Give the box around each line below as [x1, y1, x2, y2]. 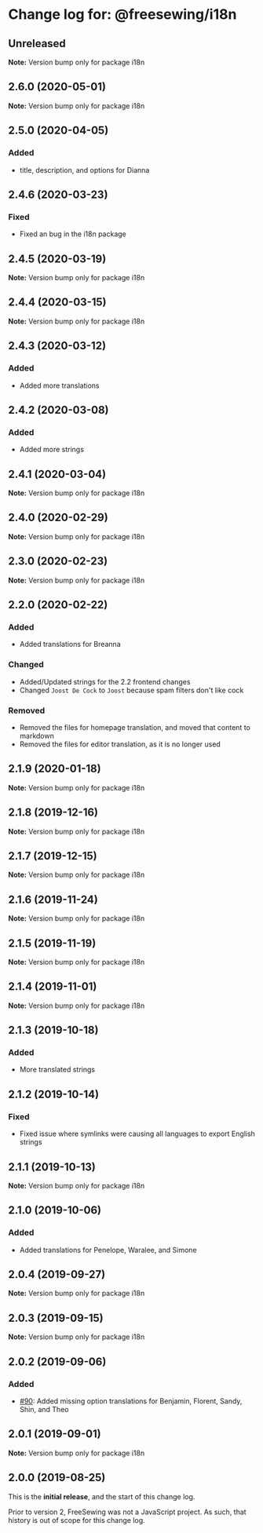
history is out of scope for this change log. [8, 1515, 145, 1524]
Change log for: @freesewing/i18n [8, 5, 237, 24]
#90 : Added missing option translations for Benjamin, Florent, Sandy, [19, 1396, 243, 1406]
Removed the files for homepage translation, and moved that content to [19, 722, 251, 732]
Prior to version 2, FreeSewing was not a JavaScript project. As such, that [8, 1507, 247, 1517]
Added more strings [19, 445, 85, 454]
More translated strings [19, 1065, 96, 1075]
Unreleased [8, 37, 67, 50]
